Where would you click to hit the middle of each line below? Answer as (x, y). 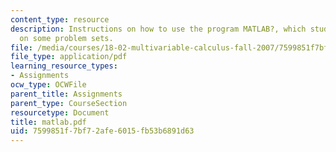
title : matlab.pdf (48, 122)
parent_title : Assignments (66, 94)
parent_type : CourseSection (69, 103)
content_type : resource (60, 19)
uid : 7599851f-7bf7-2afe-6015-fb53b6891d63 (102, 131)
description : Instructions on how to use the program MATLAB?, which (158, 29)
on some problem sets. (66, 38)
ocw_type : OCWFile (48, 85)
